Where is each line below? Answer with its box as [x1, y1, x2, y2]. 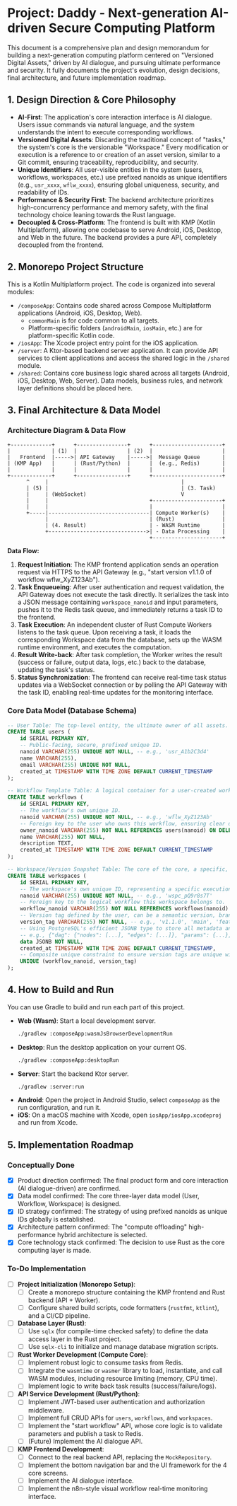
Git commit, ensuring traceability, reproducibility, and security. [17, 158, 199, 166]
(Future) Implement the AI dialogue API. [28, 1437, 143, 1445]
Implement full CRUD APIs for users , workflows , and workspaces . [28, 1413, 213, 1422]
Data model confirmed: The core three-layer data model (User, [17, 1192, 200, 1200]
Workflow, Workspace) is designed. [17, 1200, 121, 1208]
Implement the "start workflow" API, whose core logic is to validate [28, 1421, 223, 1430]
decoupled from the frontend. [17, 241, 104, 249]
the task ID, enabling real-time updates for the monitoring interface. [17, 688, 214, 697]
